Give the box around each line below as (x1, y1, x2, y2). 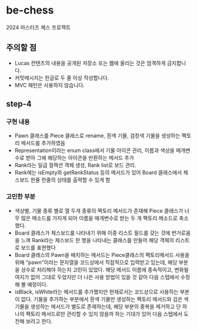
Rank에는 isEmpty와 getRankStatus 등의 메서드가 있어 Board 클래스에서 (14, 169, 182, 176)
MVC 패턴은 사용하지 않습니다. (14, 81, 85, 88)
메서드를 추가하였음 (21, 140, 66, 147)
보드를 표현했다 (21, 244, 56, 251)
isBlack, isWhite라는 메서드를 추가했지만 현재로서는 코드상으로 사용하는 (14, 288, 179, 295)
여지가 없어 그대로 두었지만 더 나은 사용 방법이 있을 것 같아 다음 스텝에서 (14, 273, 179, 280)
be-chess (6, 4, 54, 17)
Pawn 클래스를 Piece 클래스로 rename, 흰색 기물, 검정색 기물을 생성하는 (14, 132, 181, 139)
